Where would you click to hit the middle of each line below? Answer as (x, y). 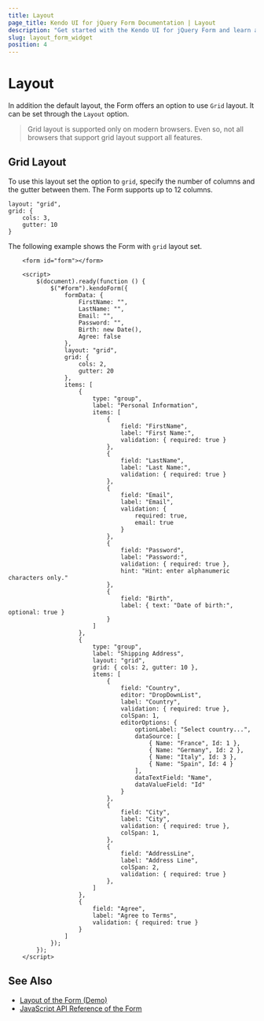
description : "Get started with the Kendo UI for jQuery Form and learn (130, 30)
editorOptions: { (149, 722)
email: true (154, 522)
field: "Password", (152, 550)
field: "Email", (147, 495)
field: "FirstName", (154, 426)
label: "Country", (150, 702)
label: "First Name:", (158, 433)
